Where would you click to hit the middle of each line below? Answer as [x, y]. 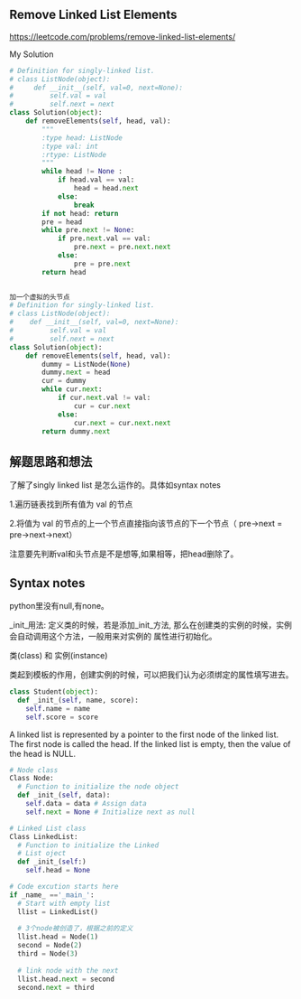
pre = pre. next [102, 264]
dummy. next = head [76, 373]
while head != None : [82, 172]
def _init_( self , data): [64, 795]
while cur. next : [72, 389]
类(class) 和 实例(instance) [59, 656]
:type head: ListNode [82, 138]
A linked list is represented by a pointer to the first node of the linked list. [144, 734]
